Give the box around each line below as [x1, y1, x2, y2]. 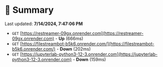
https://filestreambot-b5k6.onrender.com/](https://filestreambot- [21, 40, 155, 46]
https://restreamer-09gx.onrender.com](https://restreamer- [21, 30, 144, 36]
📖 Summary [4, 4, 54, 16]
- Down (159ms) [72, 56, 106, 62]
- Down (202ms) [56, 46, 91, 52]
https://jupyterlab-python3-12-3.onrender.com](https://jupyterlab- [21, 51, 158, 57]
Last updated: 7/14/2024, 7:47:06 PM [4, 21, 83, 27]
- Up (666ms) [55, 35, 83, 41]
